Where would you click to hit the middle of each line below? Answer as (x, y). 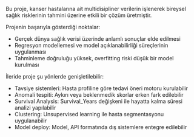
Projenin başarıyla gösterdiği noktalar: (53, 27)
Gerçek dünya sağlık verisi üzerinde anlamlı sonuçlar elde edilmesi (98, 39)
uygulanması (30, 52)
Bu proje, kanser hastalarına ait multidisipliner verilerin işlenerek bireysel (96, 9)
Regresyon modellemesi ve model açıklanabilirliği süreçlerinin (91, 45)
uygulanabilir (30, 121)
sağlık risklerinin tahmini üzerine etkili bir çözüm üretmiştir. (79, 15)
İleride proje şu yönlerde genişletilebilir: (55, 76)
